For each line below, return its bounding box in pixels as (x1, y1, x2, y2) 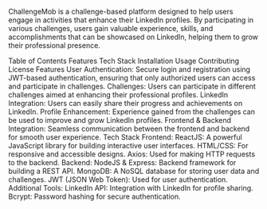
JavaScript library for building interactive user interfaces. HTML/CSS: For (8, 141, 249, 150)
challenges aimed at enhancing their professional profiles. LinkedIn (8, 90, 229, 99)
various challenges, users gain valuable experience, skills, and (8, 24, 214, 33)
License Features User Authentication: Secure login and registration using (8, 65, 251, 74)
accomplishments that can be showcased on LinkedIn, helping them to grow (8, 32, 259, 41)
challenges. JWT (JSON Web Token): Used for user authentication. (8, 175, 229, 184)
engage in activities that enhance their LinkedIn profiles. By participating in (8, 15, 254, 25)
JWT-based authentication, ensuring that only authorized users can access (8, 73, 256, 82)
